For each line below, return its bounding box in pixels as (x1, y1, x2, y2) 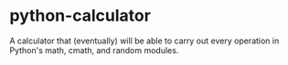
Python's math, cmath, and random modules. (9, 44, 179, 55)
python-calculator (9, 5, 151, 26)
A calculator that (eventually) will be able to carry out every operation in (9, 35, 280, 46)
